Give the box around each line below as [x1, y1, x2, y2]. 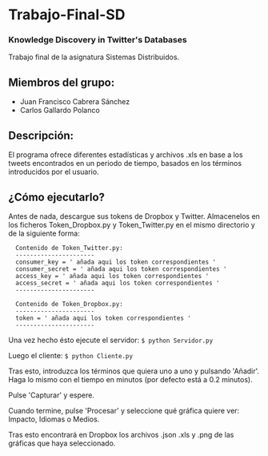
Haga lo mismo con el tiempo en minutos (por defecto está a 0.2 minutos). [8, 374, 254, 384]
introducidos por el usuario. [8, 167, 99, 177]
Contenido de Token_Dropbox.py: [15, 300, 124, 308]
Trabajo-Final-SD [8, 6, 126, 24]
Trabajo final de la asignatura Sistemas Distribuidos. [8, 52, 180, 62]
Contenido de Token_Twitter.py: [15, 244, 124, 252]
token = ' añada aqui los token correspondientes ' [15, 314, 192, 322]
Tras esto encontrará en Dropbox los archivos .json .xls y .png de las [8, 430, 234, 439]
